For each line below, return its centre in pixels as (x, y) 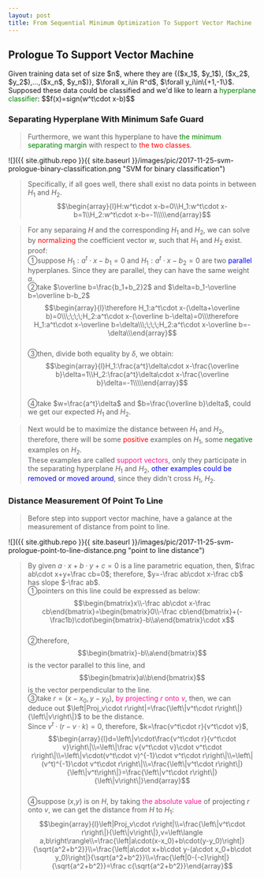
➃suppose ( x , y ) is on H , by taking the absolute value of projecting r (138, 801)
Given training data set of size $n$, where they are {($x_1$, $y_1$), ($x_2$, (129, 74)
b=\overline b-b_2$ (59, 296)
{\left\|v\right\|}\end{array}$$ (142, 780)
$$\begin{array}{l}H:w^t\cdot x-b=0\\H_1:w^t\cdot (138, 207)
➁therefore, (48, 641)
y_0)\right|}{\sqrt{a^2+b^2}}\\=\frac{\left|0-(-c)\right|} (142, 857)
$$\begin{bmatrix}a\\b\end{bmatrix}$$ (142, 677)
